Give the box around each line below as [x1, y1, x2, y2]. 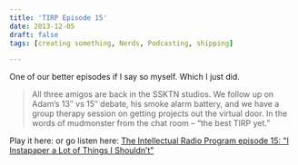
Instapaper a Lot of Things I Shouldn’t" [9, 145, 154, 156]
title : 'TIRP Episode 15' [9, 13, 107, 23]
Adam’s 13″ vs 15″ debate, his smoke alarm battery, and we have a [31, 99, 280, 110]
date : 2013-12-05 [9, 22, 75, 31]
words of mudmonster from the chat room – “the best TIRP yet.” [31, 118, 271, 129]
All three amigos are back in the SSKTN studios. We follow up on [31, 89, 274, 100]
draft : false [9, 30, 59, 39]
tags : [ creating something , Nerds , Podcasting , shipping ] [9, 38, 233, 48]
